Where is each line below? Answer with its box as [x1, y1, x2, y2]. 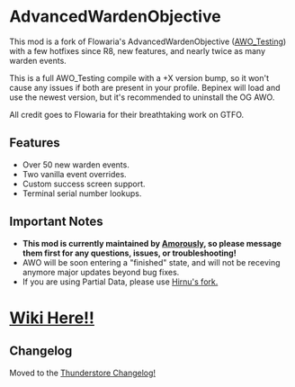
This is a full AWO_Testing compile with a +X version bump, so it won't [9, 72, 270, 83]
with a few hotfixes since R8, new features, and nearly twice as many [9, 45, 266, 56]
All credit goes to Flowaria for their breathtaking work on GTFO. [9, 109, 245, 120]
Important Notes [9, 214, 103, 229]
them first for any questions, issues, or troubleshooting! [22, 247, 237, 258]
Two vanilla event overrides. [22, 168, 128, 179]
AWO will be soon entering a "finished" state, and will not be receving [22, 256, 281, 267]
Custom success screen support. [22, 178, 146, 189]
